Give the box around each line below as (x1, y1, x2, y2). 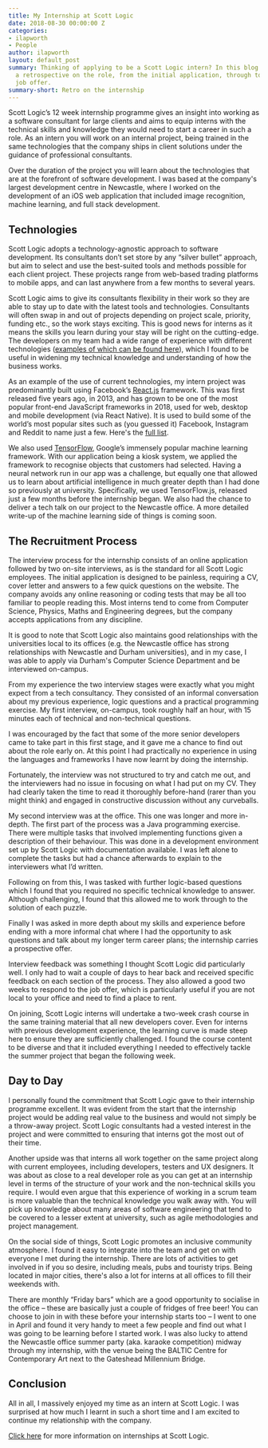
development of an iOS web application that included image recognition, (8, 191, 246, 200)
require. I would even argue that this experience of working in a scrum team (8, 1187, 258, 1196)
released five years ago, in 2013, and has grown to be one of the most (8, 394, 238, 403)
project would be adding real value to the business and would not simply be (8, 1112, 257, 1122)
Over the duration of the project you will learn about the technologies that (8, 165, 250, 176)
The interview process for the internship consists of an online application (8, 556, 248, 565)
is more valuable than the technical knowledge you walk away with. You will (8, 1196, 257, 1205)
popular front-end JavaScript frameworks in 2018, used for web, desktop (8, 403, 249, 412)
